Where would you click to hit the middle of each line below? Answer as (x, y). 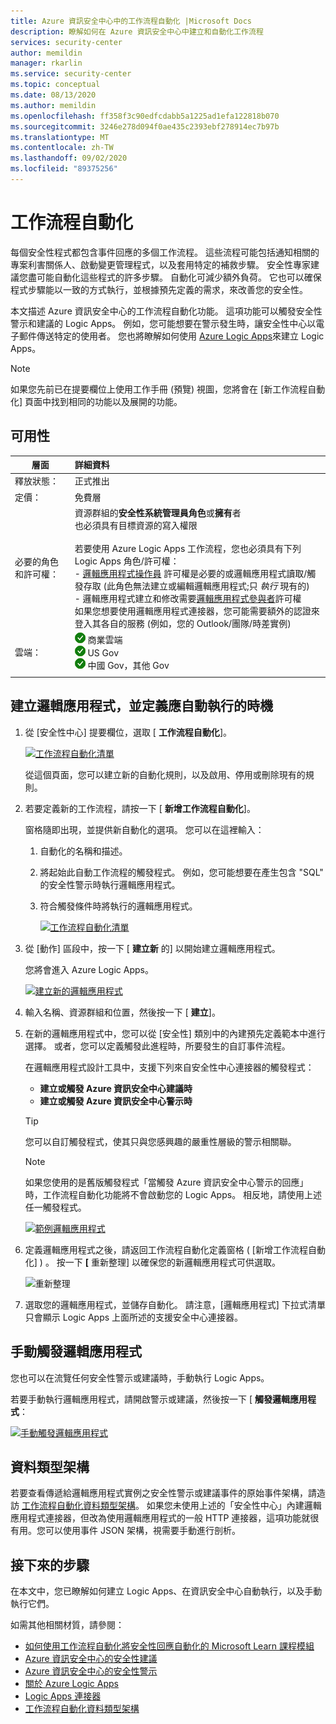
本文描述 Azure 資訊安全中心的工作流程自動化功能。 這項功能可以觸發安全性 (166, 311)
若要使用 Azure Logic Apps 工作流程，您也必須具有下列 (188, 548)
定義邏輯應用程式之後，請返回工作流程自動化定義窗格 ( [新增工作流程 (166, 1249)
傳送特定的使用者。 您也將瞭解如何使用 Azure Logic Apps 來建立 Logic (180, 336)
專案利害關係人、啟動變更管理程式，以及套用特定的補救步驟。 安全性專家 (160, 264)
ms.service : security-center (71, 74)
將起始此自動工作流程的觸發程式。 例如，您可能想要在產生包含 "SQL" (181, 872)
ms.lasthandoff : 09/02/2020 (69, 158)
